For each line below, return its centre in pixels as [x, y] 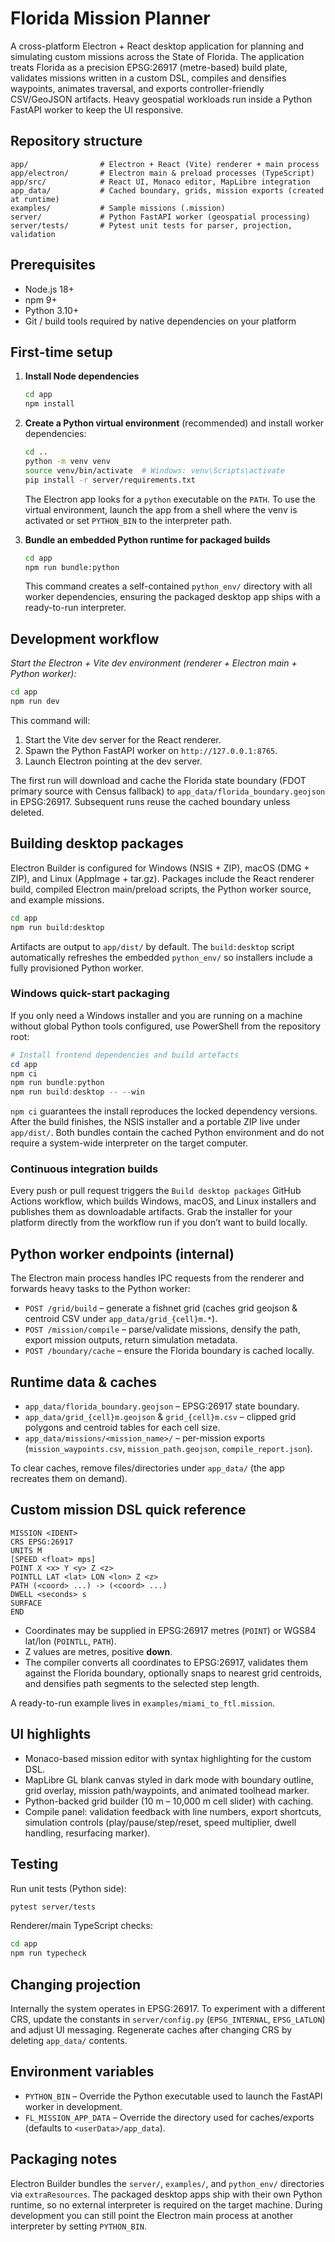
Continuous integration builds [84, 1169]
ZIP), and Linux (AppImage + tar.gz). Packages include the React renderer [162, 878]
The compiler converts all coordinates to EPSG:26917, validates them [166, 1662]
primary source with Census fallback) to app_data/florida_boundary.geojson [168, 791]
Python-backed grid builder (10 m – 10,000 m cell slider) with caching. [169, 1801]
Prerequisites [53, 265]
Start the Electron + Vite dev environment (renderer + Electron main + [154, 663]
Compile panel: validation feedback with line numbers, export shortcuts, [173, 1811]
